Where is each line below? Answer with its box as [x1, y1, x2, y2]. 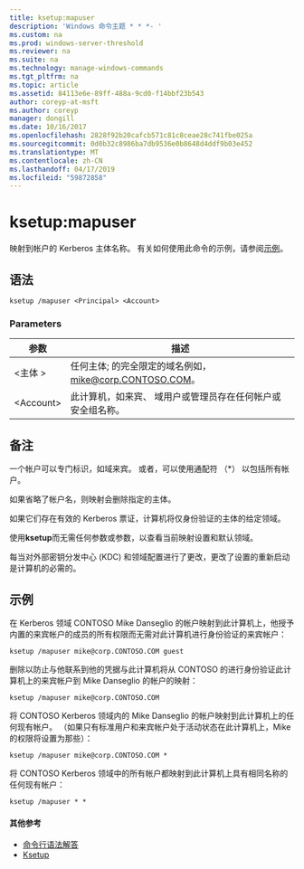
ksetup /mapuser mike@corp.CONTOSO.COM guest [9, 647, 184, 656]
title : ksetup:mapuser [9, 13, 95, 23]
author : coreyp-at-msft [9, 97, 100, 107]
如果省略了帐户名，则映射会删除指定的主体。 [9, 494, 176, 505]
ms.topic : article [9, 80, 79, 90]
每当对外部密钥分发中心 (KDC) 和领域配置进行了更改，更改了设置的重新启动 [9, 552, 290, 562]
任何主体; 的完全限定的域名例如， [70, 360, 212, 373]
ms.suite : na [9, 55, 59, 64]
